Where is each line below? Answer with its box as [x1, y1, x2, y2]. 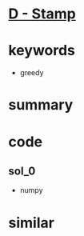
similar [8, 214, 54, 232]
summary [8, 96, 74, 114]
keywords [8, 42, 76, 60]
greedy [19, 68, 44, 78]
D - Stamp [8, 5, 76, 23]
